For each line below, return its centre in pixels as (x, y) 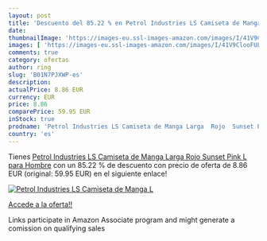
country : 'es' (32, 134)
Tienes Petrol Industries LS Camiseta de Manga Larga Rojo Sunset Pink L (128, 157)
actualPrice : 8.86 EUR (46, 89)
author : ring (30, 68)
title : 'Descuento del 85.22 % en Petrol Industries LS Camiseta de (124, 23)
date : (17, 30)
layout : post (30, 16)
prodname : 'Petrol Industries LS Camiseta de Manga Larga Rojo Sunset (131, 126)
